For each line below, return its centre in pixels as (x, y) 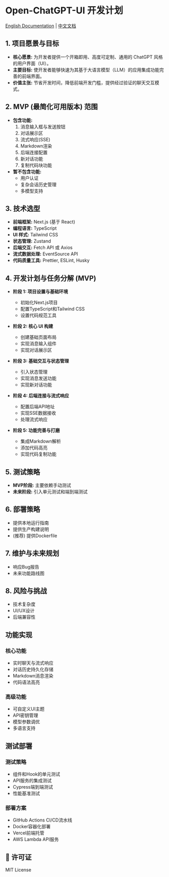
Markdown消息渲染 (33, 676)
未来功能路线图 (28, 573)
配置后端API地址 (37, 407)
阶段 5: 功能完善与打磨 (36, 430)
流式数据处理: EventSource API (45, 254)
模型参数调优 (26, 722)
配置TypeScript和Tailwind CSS (52, 309)
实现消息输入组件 (38, 344)
